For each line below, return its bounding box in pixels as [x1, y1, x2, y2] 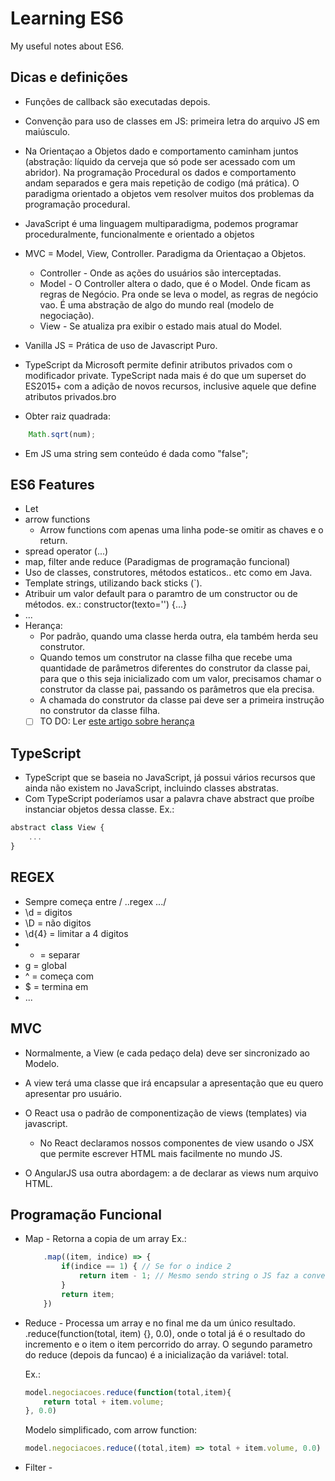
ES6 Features [10, 477, 95, 494]
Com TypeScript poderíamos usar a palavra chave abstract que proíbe [24, 793, 315, 805]
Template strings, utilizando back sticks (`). [24, 577, 203, 589]
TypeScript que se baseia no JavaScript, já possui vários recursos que [24, 772, 316, 784]
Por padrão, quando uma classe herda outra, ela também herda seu [39, 630, 319, 642]
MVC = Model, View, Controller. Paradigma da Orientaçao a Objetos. [24, 247, 307, 259]
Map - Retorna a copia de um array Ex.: [24, 1233, 187, 1245]
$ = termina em [24, 980, 89, 992]
